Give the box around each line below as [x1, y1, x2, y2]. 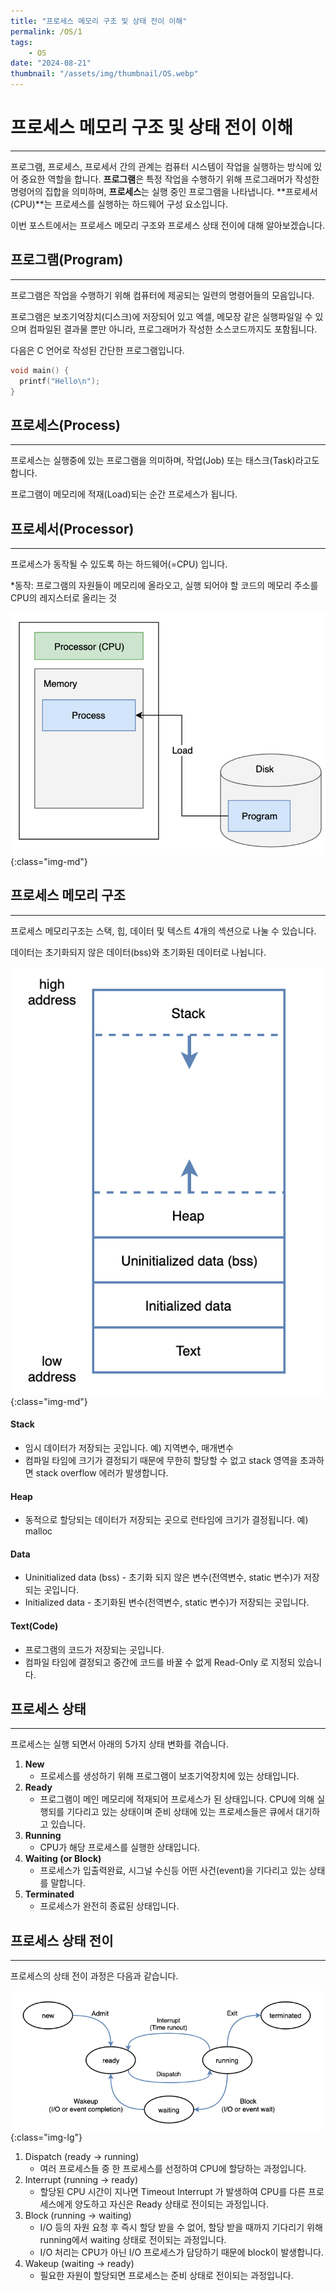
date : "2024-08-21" [10, 58, 92, 69]
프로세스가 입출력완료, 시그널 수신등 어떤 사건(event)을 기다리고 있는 [39, 1865, 307, 1877]
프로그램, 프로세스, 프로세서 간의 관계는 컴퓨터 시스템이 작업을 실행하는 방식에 [10, 160, 312, 172]
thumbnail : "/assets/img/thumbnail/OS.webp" [10, 69, 199, 79]
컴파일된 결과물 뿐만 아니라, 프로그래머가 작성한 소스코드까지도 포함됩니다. [28, 323, 318, 335]
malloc [24, 1525, 53, 1537]
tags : [10, 37, 33, 47]
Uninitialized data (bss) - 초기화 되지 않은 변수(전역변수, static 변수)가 [24, 1571, 302, 1584]
